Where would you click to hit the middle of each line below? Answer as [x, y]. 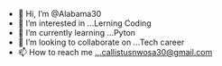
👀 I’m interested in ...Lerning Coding [84, 23]
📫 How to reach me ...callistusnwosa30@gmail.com [115, 52]
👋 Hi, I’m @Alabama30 [60, 14]
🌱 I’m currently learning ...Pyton [77, 33]
